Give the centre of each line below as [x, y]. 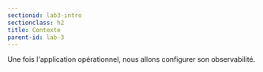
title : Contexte [34, 30]
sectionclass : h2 [36, 23]
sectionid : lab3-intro [45, 15]
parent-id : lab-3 [36, 37]
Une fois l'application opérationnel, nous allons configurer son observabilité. [131, 59]
